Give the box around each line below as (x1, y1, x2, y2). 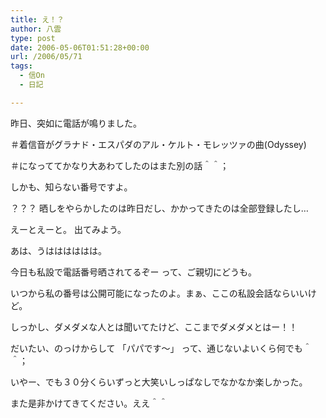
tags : (10, 61, 33, 71)
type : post (10, 33, 56, 43)
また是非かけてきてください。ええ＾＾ (10, 397, 168, 409)
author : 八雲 (10, 24, 62, 34)
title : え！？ (10, 14, 65, 25)
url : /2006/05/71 (10, 52, 83, 62)
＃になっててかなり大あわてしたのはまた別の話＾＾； (10, 159, 230, 171)
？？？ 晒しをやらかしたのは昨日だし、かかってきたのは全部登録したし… (10, 202, 309, 214)
